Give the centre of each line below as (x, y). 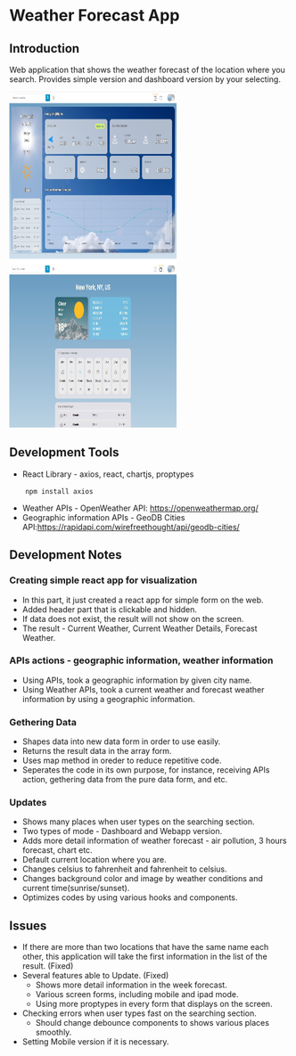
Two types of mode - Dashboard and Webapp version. (122, 831)
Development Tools (64, 452)
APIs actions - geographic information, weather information (141, 660)
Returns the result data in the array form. (97, 751)
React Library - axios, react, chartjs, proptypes (108, 474)
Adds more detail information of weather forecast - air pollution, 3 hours (154, 841)
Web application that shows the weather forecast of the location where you (147, 70)
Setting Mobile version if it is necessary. (95, 1042)
